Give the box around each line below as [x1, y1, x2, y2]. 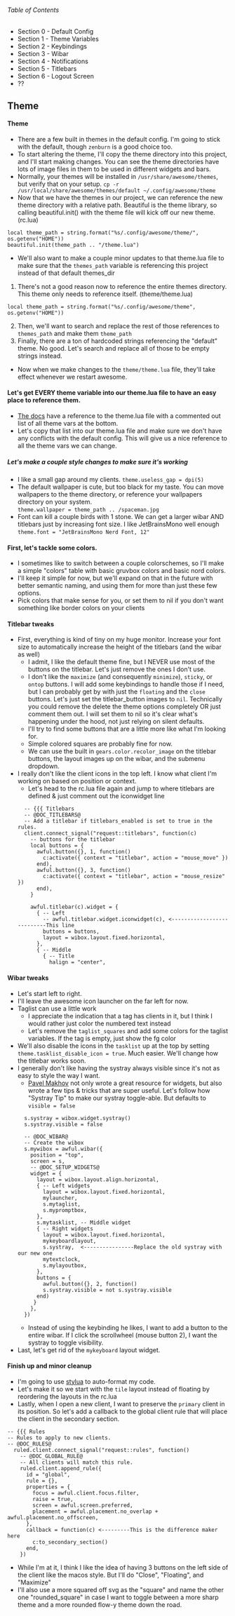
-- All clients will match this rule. [20, 1459, 133, 1466]
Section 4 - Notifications [17, 57, 89, 66]
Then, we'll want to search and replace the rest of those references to [17, 321, 220, 330]
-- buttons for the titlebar [30, 836, 116, 843]
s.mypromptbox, [43, 1206, 88, 1213]
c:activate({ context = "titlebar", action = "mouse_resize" [43, 873, 226, 880]
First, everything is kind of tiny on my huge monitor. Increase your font [17, 635, 221, 644]
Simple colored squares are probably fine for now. [27, 740, 173, 748]
